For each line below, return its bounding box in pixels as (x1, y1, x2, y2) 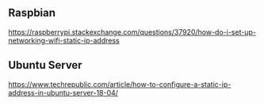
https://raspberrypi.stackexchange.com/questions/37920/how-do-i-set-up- (8, 27, 256, 36)
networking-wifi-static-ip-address (8, 36, 121, 45)
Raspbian (8, 6, 56, 20)
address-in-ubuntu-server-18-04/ (8, 88, 119, 97)
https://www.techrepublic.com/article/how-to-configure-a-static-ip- (8, 79, 231, 89)
